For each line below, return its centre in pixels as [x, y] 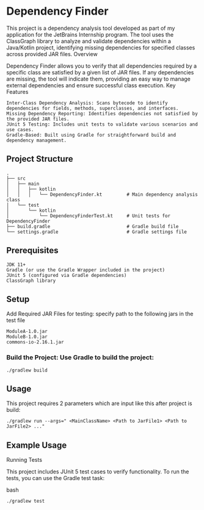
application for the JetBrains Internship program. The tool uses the [90, 34]
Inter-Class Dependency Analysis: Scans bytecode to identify [87, 103]
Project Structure [40, 159]
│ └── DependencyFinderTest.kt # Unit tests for [89, 216]
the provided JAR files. [38, 119]
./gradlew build [27, 370]
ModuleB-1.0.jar [27, 337]
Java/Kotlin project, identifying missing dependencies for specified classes [101, 48]
